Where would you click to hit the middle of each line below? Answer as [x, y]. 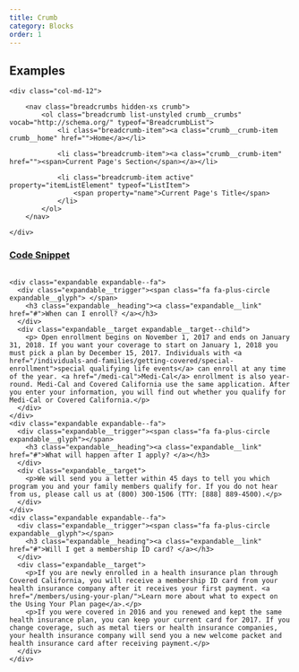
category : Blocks [42, 26]
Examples [37, 70]
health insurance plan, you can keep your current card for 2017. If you [150, 620]
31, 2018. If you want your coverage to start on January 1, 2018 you [144, 345]
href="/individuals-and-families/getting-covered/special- [122, 361]
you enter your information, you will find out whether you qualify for [148, 393]
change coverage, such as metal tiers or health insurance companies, [144, 628]
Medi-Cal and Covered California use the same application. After [164, 385]
